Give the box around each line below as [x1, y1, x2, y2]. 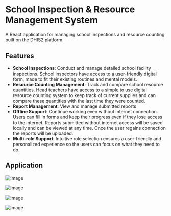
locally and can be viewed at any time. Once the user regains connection [12, 125, 166, 131]
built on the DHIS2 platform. [5, 37, 64, 43]
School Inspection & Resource [5, 4, 135, 15]
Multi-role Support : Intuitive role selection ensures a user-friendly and [12, 135, 162, 141]
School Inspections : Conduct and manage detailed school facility [12, 65, 152, 71]
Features [5, 52, 34, 60]
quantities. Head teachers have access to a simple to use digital [12, 87, 147, 93]
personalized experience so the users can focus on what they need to [12, 141, 160, 147]
